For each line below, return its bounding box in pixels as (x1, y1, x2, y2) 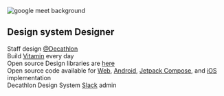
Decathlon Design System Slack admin (7, 81, 117, 89)
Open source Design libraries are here (7, 59, 115, 67)
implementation (7, 73, 52, 82)
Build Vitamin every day (7, 51, 74, 60)
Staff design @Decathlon (7, 45, 78, 53)
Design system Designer (7, 26, 115, 38)
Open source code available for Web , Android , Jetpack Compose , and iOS (7, 66, 218, 75)
